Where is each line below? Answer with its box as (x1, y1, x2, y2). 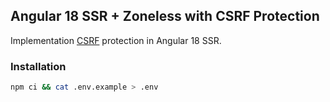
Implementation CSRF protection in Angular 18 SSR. (10, 34, 222, 46)
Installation (10, 59, 67, 73)
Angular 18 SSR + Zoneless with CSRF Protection (10, 8, 320, 25)
